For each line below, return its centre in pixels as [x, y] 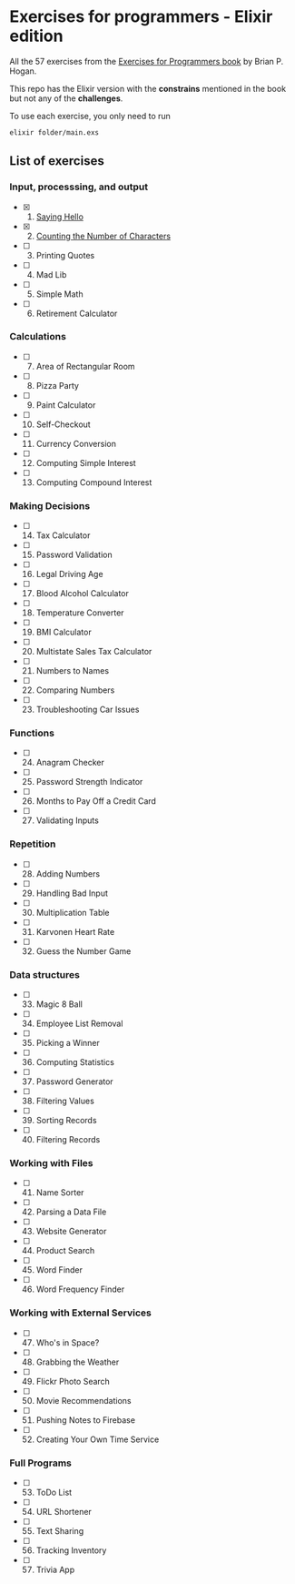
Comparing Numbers [75, 690]
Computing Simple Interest [86, 462]
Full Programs [41, 1463]
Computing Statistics [75, 1061]
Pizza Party [58, 385]
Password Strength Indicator [89, 782]
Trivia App [55, 1569]
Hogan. [23, 71]
